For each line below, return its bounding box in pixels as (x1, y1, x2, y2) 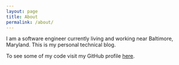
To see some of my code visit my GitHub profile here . (6, 53, 135, 60)
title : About (6, 14, 38, 20)
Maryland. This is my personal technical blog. (6, 41, 116, 48)
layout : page (6, 8, 38, 15)
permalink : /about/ (6, 19, 54, 25)
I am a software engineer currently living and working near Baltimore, (6, 35, 174, 42)
